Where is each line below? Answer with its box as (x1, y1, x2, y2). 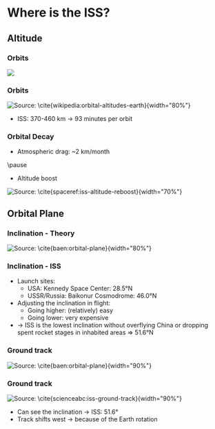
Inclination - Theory (7, 228, 75, 238)
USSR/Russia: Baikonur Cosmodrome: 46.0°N (27, 292, 157, 300)
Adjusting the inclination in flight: (17, 299, 110, 307)
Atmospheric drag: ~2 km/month (17, 147, 110, 156)
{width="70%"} (138, 188, 183, 196)
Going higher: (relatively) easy (27, 306, 114, 315)
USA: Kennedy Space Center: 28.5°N (27, 285, 133, 293)
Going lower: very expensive (27, 314, 109, 322)
